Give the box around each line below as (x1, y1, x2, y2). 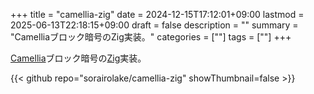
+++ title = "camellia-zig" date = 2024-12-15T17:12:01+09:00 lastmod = (10, 9, 305, 20)
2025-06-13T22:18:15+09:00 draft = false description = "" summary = (10, 19, 299, 31)
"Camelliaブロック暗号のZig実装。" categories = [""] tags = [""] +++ (10, 31, 292, 43)
